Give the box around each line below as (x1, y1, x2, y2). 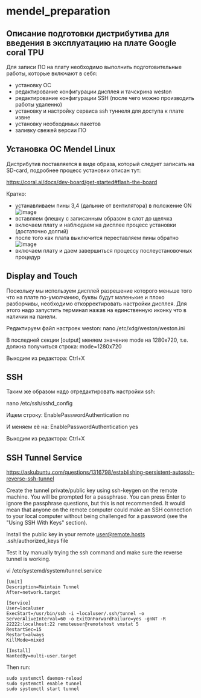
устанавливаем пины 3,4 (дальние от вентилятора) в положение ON (14, 202, 192, 209)
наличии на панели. (6, 313, 57, 320)
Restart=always (6, 632, 45, 638)
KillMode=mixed (6, 637, 45, 643)
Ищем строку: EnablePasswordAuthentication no (6, 411, 130, 419)
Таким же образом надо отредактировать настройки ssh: (6, 388, 156, 395)
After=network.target (6, 590, 61, 596)
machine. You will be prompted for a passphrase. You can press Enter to (6, 493, 186, 500)
